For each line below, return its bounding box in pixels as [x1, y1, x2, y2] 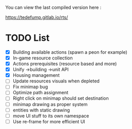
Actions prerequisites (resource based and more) [12, 61, 117, 67]
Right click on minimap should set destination [12, 95, 109, 101]
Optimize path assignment [12, 90, 68, 96]
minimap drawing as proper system [12, 101, 88, 107]
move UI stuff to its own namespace [12, 113, 89, 119]
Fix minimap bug [12, 84, 48, 90]
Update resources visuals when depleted [12, 78, 100, 84]
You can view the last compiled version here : [5, 5, 102, 10]
